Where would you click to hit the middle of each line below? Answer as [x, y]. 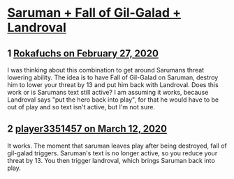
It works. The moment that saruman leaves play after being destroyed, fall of [117, 146]
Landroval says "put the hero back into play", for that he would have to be [113, 100]
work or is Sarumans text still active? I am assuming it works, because [108, 92]
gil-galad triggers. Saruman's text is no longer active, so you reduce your [112, 153]
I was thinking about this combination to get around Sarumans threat [106, 70]
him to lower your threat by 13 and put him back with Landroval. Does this [113, 85]
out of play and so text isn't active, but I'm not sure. [81, 107]
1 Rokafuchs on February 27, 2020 [83, 53]
